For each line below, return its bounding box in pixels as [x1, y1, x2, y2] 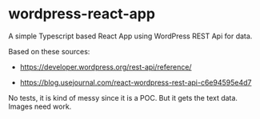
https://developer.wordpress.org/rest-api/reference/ [19, 61, 192, 72]
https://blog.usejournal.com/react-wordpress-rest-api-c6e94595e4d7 [19, 77, 252, 87]
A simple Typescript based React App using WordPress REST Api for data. [8, 31, 253, 41]
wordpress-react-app [8, 5, 156, 23]
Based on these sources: [8, 46, 90, 56]
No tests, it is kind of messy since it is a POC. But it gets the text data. [8, 93, 238, 102]
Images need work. [8, 101, 72, 111]
